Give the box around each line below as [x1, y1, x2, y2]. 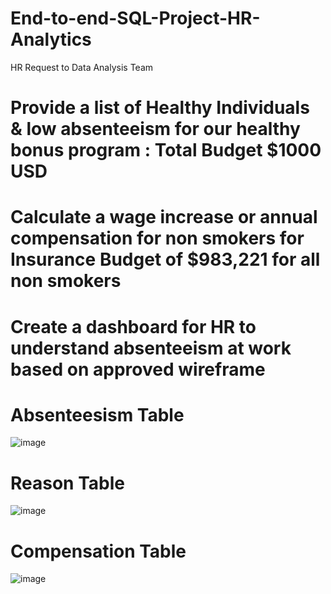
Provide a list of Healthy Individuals [10, 97, 310, 119]
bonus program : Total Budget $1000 [10, 139, 322, 162]
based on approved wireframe [10, 358, 266, 381]
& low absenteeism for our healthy [10, 118, 301, 141]
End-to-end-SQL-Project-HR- [10, 7, 261, 30]
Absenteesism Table [10, 403, 185, 426]
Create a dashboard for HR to [10, 315, 257, 338]
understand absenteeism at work [10, 337, 292, 359]
